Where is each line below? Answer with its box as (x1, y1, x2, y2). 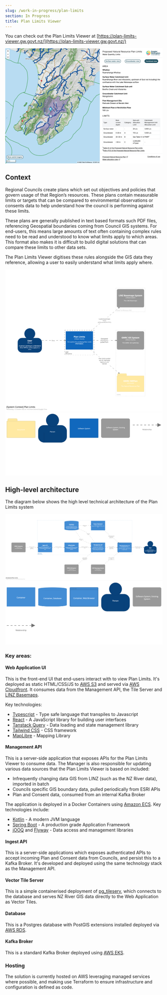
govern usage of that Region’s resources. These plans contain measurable (5, 192, 158, 198)
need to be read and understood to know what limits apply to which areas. (5, 233, 158, 239)
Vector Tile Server (5, 877, 44, 883)
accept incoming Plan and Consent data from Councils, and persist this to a (5, 855, 161, 861)
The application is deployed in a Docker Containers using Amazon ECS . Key (5, 801, 161, 807)
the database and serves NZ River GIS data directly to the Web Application (5, 894, 159, 900)
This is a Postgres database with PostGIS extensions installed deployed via (5, 921, 159, 928)
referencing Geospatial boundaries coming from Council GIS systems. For (5, 223, 157, 229)
